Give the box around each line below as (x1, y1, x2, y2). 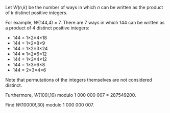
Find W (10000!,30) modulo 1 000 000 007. (5, 102, 94, 108)
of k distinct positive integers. (5, 10, 68, 16)
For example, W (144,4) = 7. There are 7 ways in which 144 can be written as (5, 20, 165, 25)
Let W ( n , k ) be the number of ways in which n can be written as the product (5, 5, 163, 10)
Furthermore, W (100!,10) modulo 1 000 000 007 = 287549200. (5, 92, 136, 98)
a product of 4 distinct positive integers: (5, 25, 89, 31)
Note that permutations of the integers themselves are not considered (5, 77, 152, 83)
